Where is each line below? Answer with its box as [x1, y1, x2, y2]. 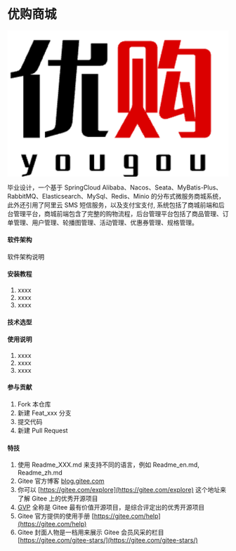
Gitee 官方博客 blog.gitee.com [17, 477, 105, 485]
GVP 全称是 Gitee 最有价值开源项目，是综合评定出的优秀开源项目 [17, 503, 205, 512]
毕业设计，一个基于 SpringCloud [7, 183, 101, 192]
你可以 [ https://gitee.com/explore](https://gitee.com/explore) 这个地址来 [17, 486, 227, 494]
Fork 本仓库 [17, 400, 51, 409]
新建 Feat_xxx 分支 [17, 409, 72, 418]
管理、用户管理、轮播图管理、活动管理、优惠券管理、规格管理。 [13, 218, 198, 227]
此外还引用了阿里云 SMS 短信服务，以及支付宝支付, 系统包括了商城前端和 [7, 201, 219, 209]
